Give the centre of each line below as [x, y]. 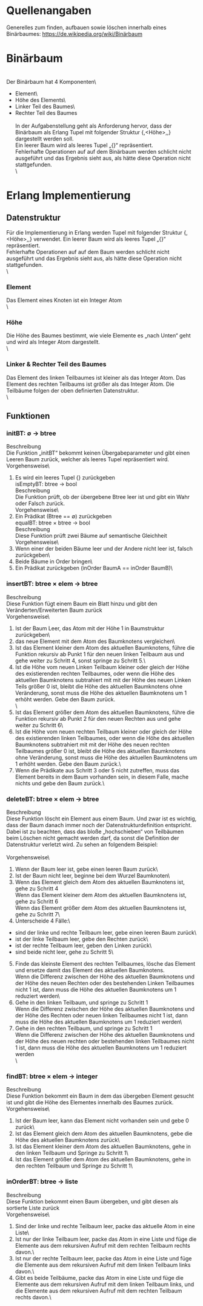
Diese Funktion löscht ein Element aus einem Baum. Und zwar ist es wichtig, [101, 819]
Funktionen [28, 416]
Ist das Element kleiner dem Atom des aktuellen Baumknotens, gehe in [103, 1147]
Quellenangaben [49, 11]
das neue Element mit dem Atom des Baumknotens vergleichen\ [95, 641]
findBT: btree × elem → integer [52, 1076]
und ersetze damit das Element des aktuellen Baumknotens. [90, 971]
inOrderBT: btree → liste [42, 1181]
